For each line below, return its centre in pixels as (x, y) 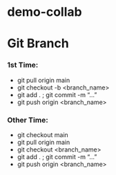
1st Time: (23, 65)
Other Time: (28, 120)
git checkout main (43, 134)
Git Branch (38, 44)
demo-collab (45, 12)
